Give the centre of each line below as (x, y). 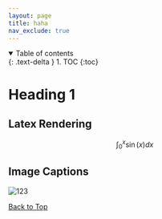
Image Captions (49, 172)
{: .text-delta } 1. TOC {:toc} (53, 62)
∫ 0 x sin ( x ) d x (135, 144)
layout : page (30, 16)
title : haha (28, 23)
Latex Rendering (50, 124)
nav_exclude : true (39, 30)
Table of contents (45, 54)
